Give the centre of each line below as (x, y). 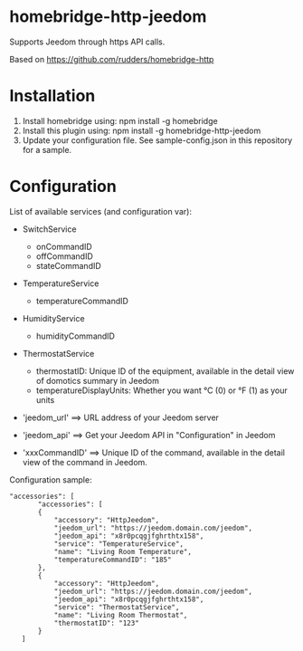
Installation (52, 96)
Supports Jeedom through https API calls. (87, 42)
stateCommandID (68, 265)
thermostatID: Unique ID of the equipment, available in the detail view (165, 371)
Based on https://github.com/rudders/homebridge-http (112, 59)
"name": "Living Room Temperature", (123, 551)
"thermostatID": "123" (97, 623)
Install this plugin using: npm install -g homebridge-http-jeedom (142, 130)
